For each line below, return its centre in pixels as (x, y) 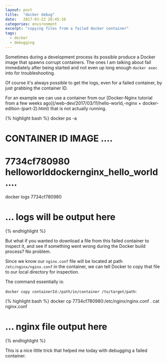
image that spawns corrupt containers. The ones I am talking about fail (78, 62)
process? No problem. (28, 251)
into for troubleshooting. (30, 73)
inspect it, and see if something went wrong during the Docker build (75, 246)
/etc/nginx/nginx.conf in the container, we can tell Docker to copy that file (82, 266)
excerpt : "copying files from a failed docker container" (67, 29)
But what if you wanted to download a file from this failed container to (77, 241)
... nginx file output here (56, 327)
